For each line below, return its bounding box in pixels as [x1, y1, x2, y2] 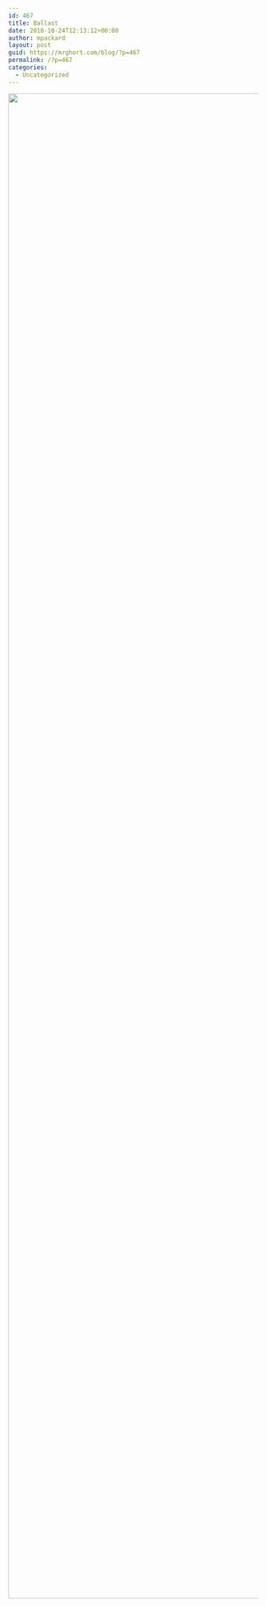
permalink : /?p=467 [8, 57, 73, 65]
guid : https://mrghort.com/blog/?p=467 [8, 49, 141, 57]
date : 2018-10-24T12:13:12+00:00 [8, 26, 119, 34]
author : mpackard [8, 33, 66, 42]
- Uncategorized [15, 71, 69, 79]
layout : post [8, 41, 52, 49]
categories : [8, 64, 48, 72]
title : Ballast [8, 19, 59, 27]
